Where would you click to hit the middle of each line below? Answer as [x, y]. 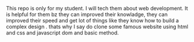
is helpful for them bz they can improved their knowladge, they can [87, 14]
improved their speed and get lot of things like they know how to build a [93, 20]
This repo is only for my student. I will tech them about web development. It [97, 8]
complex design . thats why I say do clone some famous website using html [97, 26]
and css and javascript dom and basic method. [62, 33]
